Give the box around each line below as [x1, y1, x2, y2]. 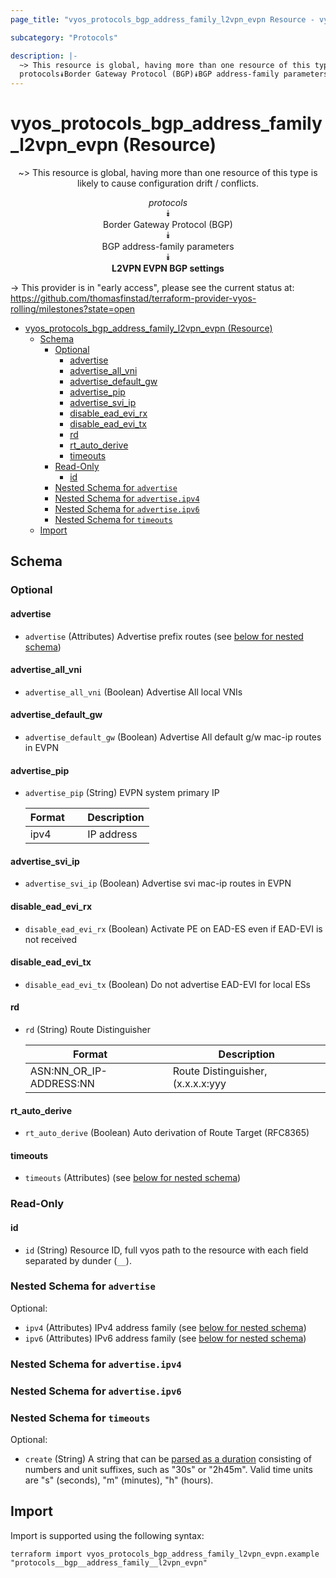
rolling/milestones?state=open [10, 303, 136, 315]
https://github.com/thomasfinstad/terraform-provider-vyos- [10, 292, 257, 305]
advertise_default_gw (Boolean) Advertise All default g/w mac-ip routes [24, 731, 322, 743]
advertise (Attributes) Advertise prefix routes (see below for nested [24, 630, 304, 642]
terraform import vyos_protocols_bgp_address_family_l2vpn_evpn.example [10, 1549, 320, 1559]
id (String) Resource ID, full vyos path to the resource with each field [24, 1244, 309, 1256]
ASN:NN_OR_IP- [29, 1064, 108, 1078]
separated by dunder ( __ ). [24, 1254, 132, 1266]
